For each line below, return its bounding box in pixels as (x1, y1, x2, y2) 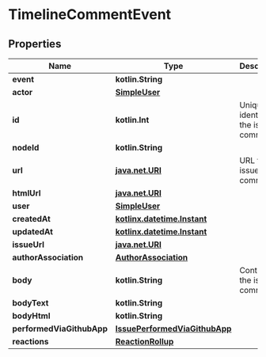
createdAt (12, 214, 51, 224)
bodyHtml (12, 310, 51, 321)
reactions (12, 336, 49, 347)
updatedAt (12, 226, 54, 237)
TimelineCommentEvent (8, 6, 172, 24)
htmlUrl (12, 188, 41, 199)
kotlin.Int (115, 115, 150, 125)
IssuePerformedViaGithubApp (115, 323, 232, 334)
